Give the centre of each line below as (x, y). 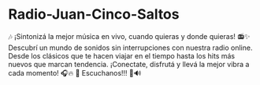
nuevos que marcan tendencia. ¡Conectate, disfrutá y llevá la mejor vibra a (129, 64)
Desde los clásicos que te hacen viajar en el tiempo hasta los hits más (121, 55)
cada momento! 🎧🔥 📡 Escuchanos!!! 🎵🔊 (75, 73)
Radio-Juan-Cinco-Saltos (94, 14)
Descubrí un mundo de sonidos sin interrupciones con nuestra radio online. (130, 48)
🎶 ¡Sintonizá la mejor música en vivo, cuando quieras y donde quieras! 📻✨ (129, 36)
